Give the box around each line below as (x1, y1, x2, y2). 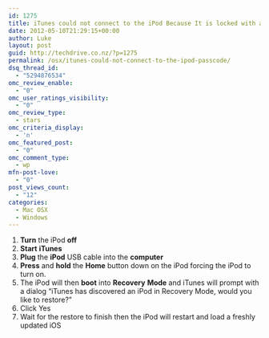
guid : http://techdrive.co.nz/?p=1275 (8, 49, 138, 57)
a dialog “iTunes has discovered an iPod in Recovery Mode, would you (19, 287, 252, 296)
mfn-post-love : (8, 169, 59, 177)
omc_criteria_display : (8, 124, 84, 132)
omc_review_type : (8, 109, 66, 117)
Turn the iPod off (19, 235, 78, 245)
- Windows (15, 214, 48, 222)
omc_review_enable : (8, 79, 74, 87)
